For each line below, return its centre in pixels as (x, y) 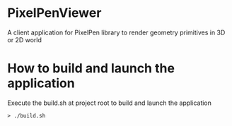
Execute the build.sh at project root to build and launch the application (110, 103)
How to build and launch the (91, 69)
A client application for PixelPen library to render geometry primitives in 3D (116, 32)
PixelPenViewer (54, 13)
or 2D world (25, 39)
